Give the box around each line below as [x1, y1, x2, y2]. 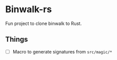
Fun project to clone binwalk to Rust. [5, 20, 82, 26]
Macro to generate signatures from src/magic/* [12, 48, 112, 54]
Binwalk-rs [5, 4, 52, 15]
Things [5, 35, 28, 44]
